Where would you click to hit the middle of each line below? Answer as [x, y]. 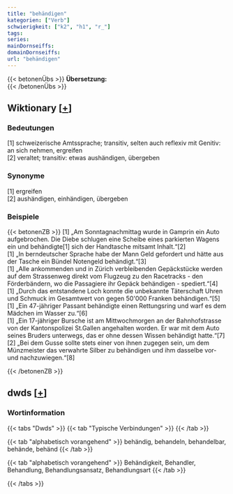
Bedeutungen [31, 128]
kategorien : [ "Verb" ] [39, 20]
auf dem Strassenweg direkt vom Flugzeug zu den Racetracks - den [105, 277]
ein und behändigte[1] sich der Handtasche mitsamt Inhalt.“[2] [97, 247]
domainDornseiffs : [34, 53]
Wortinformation [36, 413]
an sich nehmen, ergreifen [45, 150]
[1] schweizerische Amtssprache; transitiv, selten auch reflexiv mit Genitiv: [114, 143]
